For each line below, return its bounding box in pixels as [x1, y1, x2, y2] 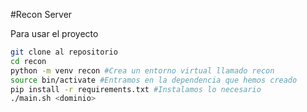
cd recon [10, 56, 47, 66]
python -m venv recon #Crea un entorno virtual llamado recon [10, 65, 275, 76]
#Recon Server [10, 9, 73, 20]
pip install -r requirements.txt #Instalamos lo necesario [10, 84, 262, 94]
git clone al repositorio [10, 47, 118, 57]
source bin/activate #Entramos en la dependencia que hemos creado [10, 75, 298, 85]
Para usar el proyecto [10, 28, 99, 39]
